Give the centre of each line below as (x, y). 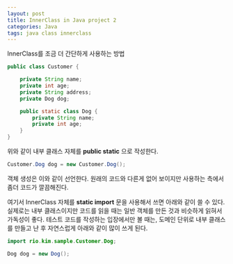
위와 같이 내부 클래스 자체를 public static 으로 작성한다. (83, 151)
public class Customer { (43, 67)
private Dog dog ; (45, 99)
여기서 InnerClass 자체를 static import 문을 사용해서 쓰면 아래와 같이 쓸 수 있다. (116, 201)
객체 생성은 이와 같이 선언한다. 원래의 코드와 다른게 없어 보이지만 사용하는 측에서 (116, 179)
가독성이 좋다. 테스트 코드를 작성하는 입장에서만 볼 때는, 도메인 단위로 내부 (107, 219)
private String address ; (56, 92)
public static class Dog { (59, 111)
